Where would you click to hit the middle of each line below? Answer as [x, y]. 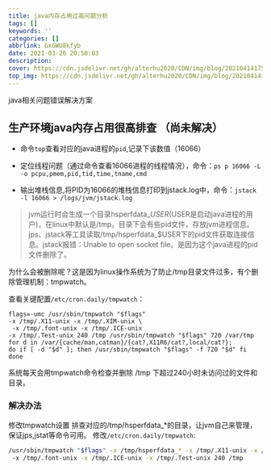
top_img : [23, 76]
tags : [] [23, 23]
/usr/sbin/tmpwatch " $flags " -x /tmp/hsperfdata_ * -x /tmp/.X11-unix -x [133, 450]
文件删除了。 [49, 254]
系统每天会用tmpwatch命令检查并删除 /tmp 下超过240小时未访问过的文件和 [133, 373]
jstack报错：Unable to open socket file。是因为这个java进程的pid [150, 245]
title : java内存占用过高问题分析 [58, 16]
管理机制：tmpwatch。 [53, 282]
